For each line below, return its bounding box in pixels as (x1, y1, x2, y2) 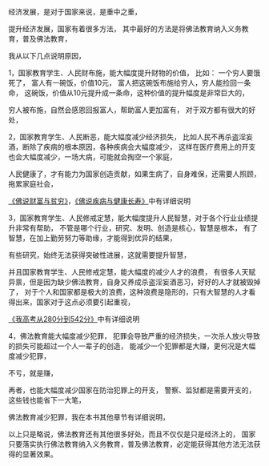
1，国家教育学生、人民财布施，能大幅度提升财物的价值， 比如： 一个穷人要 (8, 68, 254, 78)
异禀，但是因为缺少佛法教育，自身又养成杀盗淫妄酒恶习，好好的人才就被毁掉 (8, 277, 261, 287)
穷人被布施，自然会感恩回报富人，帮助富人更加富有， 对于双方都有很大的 (8, 105, 249, 114)
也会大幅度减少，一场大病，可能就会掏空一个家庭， (8, 152, 177, 162)
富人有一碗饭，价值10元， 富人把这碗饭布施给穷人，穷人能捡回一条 (30, 78, 251, 87)
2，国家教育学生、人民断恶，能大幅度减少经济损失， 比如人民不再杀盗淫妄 (8, 132, 254, 142)
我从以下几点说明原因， (8, 51, 86, 60)
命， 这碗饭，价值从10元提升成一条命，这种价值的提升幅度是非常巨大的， (8, 88, 250, 98)
